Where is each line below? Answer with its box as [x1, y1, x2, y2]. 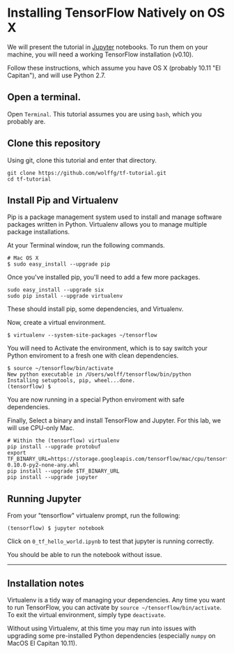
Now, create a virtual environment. [7, 319, 106, 327]
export [7, 450, 26, 457]
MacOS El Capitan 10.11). [7, 639, 78, 647]
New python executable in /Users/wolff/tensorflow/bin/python [7, 371, 192, 378]
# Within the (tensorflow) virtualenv [7, 437, 120, 444]
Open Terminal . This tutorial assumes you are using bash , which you [7, 109, 202, 118]
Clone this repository [7, 137, 101, 149]
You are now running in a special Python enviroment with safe [7, 395, 185, 404]
